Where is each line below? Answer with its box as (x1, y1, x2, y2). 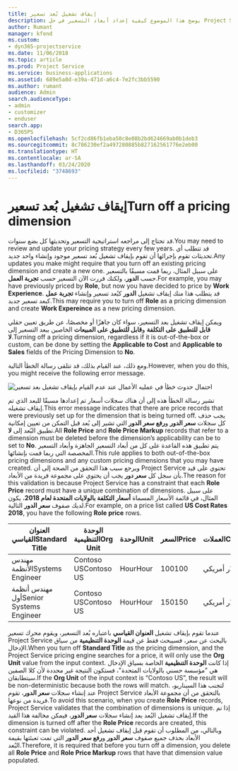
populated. (8, 755, 40, 764)
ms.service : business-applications (8, 69, 113, 76)
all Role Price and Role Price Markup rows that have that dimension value (8, 748, 223, 757)
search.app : (8, 121, 43, 129)
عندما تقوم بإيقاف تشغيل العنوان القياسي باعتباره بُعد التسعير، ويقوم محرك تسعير (8, 629, 220, 637)
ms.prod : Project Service (8, 63, 84, 70)
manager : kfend (8, 30, 53, 37)
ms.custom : (8, 37, 40, 44)
